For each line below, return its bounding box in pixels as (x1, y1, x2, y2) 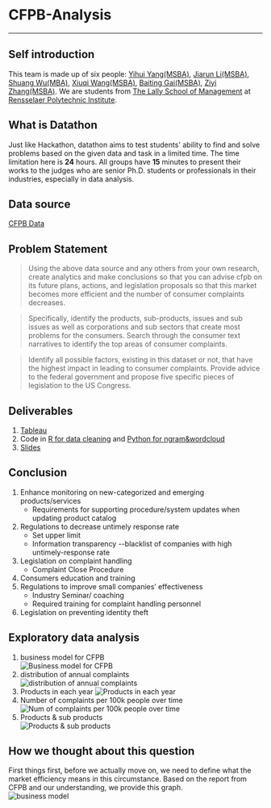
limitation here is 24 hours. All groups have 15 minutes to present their (8, 157, 242, 166)
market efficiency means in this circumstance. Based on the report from (8, 774, 248, 784)
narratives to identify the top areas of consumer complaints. (27, 339, 227, 349)
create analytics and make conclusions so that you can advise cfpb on (27, 272, 263, 282)
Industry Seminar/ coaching (31, 590, 125, 600)
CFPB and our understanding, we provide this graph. (8, 783, 183, 793)
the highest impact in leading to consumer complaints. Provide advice (27, 363, 261, 373)
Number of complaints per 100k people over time (19, 695, 183, 705)
